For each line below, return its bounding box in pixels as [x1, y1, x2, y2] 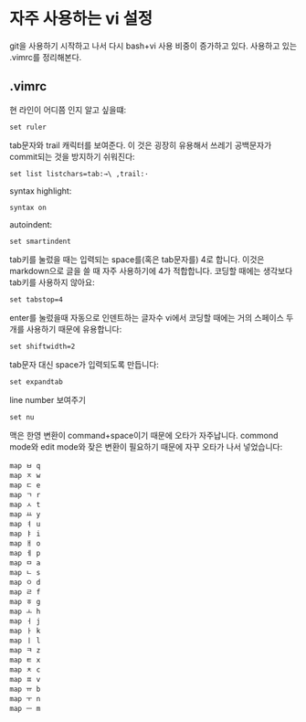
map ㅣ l [9, 636, 41, 645]
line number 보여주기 [9, 394, 87, 405]
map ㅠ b [9, 685, 41, 694]
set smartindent [9, 237, 71, 246]
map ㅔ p [9, 548, 41, 557]
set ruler [9, 122, 47, 132]
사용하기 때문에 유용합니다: [26, 324, 122, 334]
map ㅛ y [9, 509, 41, 519]
